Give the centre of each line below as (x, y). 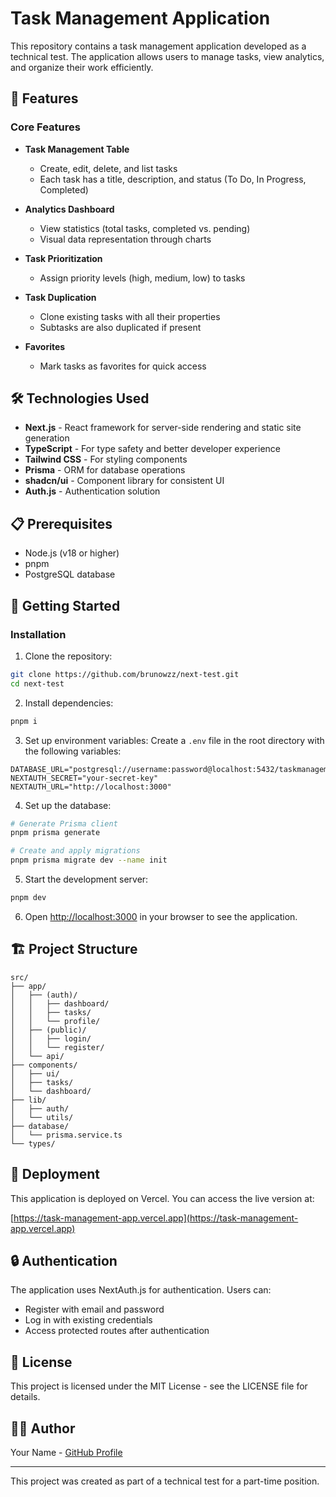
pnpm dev (28, 898)
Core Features (45, 127)
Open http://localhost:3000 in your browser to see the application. (161, 916)
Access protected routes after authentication (117, 1331)
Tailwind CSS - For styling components (106, 459)
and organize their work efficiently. (82, 67)
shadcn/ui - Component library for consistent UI (124, 481)
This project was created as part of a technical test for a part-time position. (165, 1481)
